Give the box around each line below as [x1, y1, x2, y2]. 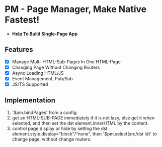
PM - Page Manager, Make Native [5, 4, 147, 15]
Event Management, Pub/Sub [12, 75, 73, 81]
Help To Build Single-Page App [12, 31, 78, 37]
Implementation [5, 96, 56, 105]
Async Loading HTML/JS [12, 70, 64, 76]
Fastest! [5, 14, 40, 26]
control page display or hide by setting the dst [12, 125, 108, 131]
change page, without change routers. [12, 136, 92, 142]
